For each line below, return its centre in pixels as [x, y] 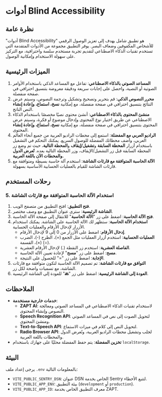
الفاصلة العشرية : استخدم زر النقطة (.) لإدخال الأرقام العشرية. [75, 247]
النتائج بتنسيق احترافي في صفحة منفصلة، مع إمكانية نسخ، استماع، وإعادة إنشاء [83, 104]
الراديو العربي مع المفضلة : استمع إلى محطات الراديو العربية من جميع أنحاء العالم [84, 135]
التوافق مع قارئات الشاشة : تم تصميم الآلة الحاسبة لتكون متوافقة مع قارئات [79, 263]
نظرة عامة [20, 29]
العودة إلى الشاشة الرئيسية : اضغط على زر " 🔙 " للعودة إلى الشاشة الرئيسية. [81, 273]
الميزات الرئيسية [28, 71]
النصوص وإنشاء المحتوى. [42, 311]
